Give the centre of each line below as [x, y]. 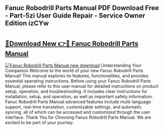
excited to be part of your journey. [39, 122]
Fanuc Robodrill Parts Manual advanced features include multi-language [78, 102]
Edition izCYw [27, 23]
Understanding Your [121, 65]
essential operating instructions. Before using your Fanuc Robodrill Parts [78, 81]
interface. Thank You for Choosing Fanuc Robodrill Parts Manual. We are [78, 117]
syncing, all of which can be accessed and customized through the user [78, 112]
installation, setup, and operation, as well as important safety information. [79, 97]
